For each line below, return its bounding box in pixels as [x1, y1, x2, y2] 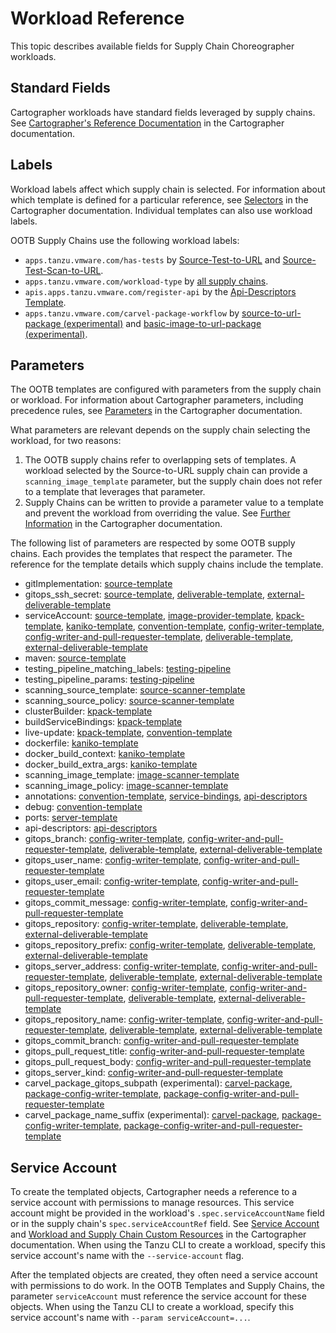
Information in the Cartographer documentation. [24, 518, 223, 530]
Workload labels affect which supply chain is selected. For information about [10, 183, 326, 195]
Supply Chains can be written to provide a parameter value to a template [24, 497, 324, 509]
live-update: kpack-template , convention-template [24, 727, 233, 739]
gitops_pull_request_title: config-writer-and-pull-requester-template [24, 1045, 305, 1057]
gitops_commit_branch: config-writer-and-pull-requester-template [24, 1035, 300, 1047]
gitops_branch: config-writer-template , [24, 833, 186, 845]
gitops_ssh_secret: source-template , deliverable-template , [24, 588, 266, 601]
